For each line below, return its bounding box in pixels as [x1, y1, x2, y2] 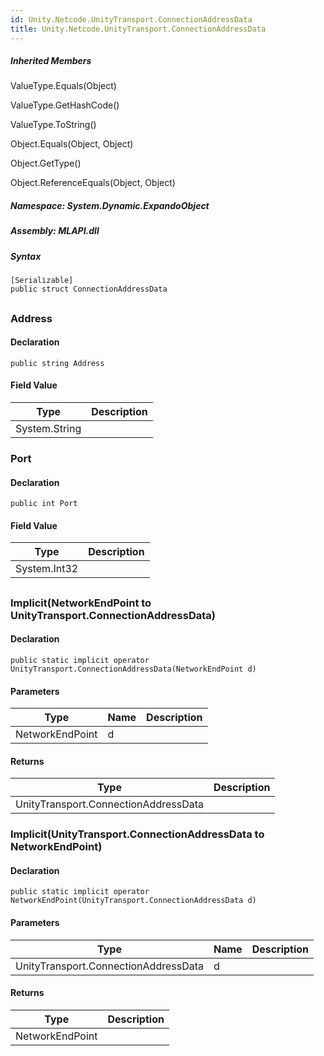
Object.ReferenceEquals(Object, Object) [10, 177, 176, 189]
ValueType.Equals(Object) [10, 80, 117, 92]
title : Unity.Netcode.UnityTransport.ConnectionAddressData [10, 24, 267, 34]
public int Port [10, 499, 78, 509]
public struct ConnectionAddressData [10, 284, 168, 295]
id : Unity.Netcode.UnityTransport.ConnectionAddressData [10, 14, 253, 25]
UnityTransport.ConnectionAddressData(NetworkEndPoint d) [10, 664, 257, 674]
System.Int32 [15, 562, 79, 576]
